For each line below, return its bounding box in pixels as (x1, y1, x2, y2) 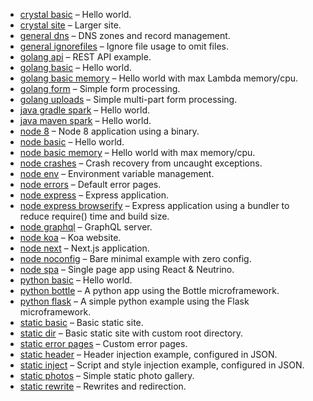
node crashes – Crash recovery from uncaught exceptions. (19, 157, 263, 169)
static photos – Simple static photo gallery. (19, 370, 195, 381)
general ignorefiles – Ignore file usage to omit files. (19, 40, 229, 52)
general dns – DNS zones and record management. (19, 30, 231, 41)
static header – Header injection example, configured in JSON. (19, 349, 278, 360)
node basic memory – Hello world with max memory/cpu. (19, 147, 256, 158)
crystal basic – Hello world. (19, 9, 132, 20)
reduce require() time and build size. (19, 210, 170, 222)
